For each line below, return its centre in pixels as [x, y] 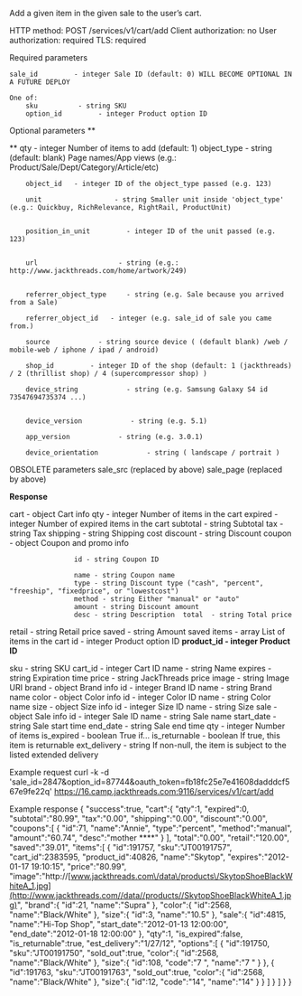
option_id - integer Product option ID [116, 114]
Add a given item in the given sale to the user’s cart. [105, 13]
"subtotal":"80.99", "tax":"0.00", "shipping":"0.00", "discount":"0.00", [138, 818]
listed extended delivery [54, 755]
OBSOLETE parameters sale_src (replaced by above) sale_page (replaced [146, 470]
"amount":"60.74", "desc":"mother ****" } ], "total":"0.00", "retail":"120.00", [150, 838]
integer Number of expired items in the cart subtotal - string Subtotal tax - [146, 524]
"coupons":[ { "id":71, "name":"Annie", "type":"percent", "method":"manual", [151, 828]
